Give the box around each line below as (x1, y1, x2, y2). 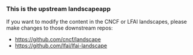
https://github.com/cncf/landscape (14, 36, 102, 43)
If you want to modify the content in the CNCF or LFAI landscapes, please (6, 18, 187, 25)
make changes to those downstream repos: (6, 24, 113, 31)
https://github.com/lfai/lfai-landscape (14, 42, 108, 49)
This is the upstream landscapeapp (6, 5, 111, 13)
